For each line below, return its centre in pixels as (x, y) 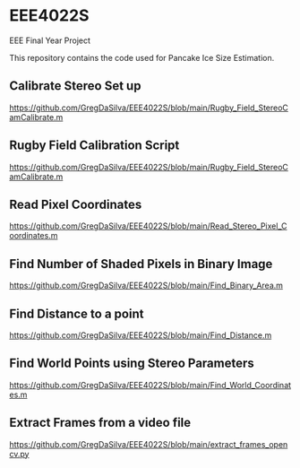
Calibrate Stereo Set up (75, 86)
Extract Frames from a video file (100, 423)
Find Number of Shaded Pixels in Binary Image (141, 264)
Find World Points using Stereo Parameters (132, 364)
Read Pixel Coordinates (76, 204)
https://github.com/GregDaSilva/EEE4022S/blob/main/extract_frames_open (149, 444)
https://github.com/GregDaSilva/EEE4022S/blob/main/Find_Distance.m (141, 335)
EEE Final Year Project (50, 40)
